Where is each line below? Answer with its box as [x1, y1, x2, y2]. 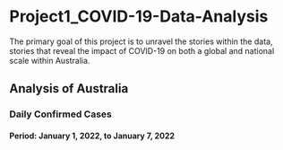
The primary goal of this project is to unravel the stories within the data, [9, 36, 273, 47]
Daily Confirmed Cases [9, 108, 112, 120]
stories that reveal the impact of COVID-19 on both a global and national [9, 45, 275, 56]
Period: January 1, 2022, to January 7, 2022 [9, 130, 176, 141]
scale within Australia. [9, 55, 90, 66]
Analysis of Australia [9, 81, 129, 96]
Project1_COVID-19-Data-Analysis [9, 6, 269, 27]
